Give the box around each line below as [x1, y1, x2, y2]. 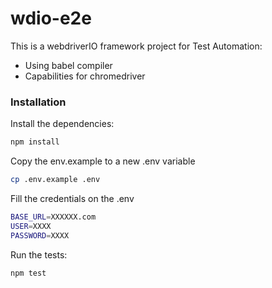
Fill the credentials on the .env [10, 192, 135, 204]
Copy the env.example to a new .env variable [10, 155, 196, 167]
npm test [10, 268, 47, 278]
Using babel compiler [24, 59, 113, 71]
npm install [10, 137, 60, 147]
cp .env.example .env [10, 175, 101, 185]
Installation [10, 95, 67, 109]
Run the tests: [10, 248, 68, 261]
